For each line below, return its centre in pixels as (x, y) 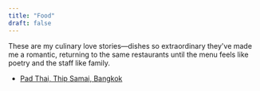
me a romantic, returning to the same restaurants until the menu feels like (128, 54)
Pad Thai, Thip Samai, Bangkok (71, 78)
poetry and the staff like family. (59, 63)
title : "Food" (32, 16)
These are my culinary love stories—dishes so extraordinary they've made (130, 45)
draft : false (30, 23)
